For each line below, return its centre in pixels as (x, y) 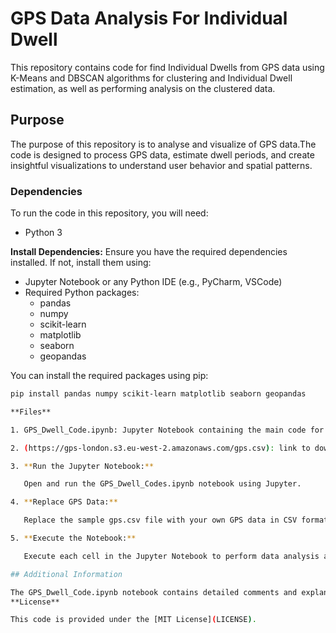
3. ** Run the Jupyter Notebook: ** (82, 466)
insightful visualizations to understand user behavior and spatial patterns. (161, 165)
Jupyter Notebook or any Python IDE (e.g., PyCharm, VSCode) (153, 282)
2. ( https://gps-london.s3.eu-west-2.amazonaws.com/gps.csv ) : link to (160, 448)
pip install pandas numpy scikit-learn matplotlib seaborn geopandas (158, 394)
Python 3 (43, 233)
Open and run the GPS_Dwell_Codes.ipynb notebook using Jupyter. (162, 484)
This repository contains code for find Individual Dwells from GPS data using (167, 67)
